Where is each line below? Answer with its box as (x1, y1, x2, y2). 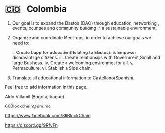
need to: (12, 40, 30, 46)
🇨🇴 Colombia (5, 3, 67, 15)
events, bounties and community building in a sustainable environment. (12, 25, 157, 31)
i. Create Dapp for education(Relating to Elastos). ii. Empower (12, 49, 137, 55)
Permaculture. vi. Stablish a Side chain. (12, 65, 92, 71)
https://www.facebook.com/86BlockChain (5, 112, 91, 118)
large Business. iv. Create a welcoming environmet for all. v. (12, 60, 134, 66)
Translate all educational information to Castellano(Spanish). (12, 75, 135, 80)
